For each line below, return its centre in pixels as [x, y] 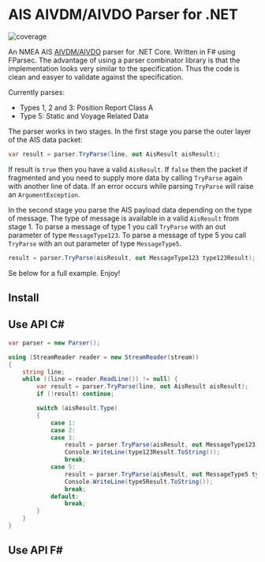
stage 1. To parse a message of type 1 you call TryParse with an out [117, 226]
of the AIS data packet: [45, 139]
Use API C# [36, 324]
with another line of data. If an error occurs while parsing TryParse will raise [131, 186]
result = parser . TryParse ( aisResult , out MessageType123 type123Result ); [132, 258]
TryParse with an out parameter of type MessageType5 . [95, 243]
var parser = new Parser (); [54, 343]
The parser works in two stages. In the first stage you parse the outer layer [130, 131]
